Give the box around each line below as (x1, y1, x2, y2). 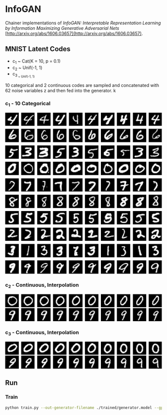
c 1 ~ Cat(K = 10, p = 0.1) (12, 58, 61, 65)
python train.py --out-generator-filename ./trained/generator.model (5, 406, 153, 411)
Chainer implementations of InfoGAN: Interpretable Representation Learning (5, 20, 161, 26)
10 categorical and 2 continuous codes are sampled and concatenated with (5, 82, 159, 88)
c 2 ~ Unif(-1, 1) (12, 65, 43, 71)
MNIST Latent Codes (5, 45, 71, 53)
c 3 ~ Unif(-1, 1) (12, 71, 35, 79)
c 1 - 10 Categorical (5, 100, 51, 108)
